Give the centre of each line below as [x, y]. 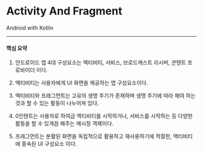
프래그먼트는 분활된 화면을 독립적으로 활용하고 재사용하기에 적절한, [93, 136]
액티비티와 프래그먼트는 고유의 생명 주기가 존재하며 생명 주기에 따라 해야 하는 [105, 96]
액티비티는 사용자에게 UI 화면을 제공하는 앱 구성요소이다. [81, 83]
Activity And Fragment [64, 11]
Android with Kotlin [30, 28]
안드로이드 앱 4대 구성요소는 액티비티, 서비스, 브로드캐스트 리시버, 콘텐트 [100, 63]
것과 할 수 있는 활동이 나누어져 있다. [57, 103]
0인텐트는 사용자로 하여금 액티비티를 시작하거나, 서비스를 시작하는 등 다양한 [104, 116]
